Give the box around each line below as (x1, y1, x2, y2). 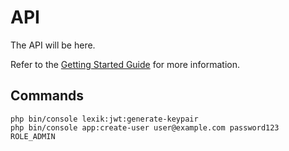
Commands (10, 87, 85, 105)
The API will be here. (10, 39, 96, 51)
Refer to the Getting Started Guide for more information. (10, 58, 240, 70)
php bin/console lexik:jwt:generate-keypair (10, 114, 199, 124)
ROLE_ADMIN (10, 131, 56, 141)
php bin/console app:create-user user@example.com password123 (10, 122, 280, 133)
